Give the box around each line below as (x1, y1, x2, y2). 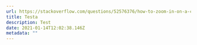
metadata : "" (6, 30, 38, 36)
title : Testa (6, 14, 38, 20)
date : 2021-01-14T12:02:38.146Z (6, 25, 85, 31)
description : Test (6, 19, 51, 25)
